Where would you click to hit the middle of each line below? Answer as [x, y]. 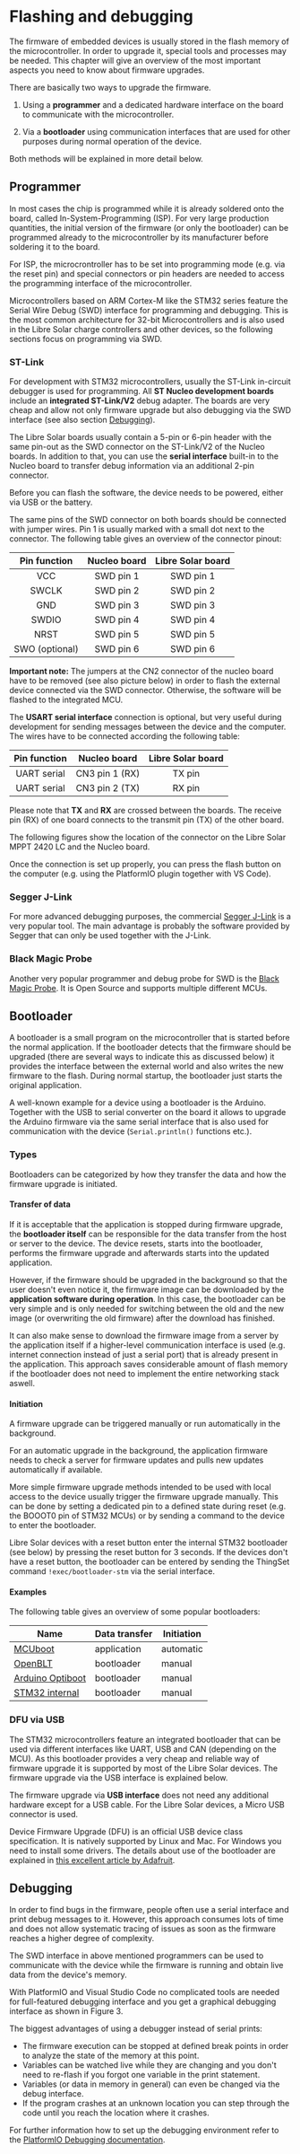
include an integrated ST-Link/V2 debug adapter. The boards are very [140, 400]
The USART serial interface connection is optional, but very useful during [146, 717]
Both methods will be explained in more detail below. [106, 158]
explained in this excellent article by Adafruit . [92, 1859]
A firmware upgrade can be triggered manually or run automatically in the [145, 1424]
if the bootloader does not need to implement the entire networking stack [144, 1373]
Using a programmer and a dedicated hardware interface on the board [153, 104]
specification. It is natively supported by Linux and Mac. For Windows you [146, 1841]
